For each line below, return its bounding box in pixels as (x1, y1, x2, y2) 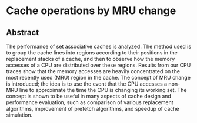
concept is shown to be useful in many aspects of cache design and (6, 93, 172, 100)
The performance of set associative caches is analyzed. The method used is (6, 43, 192, 50)
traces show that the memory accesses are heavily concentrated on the (6, 68, 181, 74)
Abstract (6, 28, 39, 37)
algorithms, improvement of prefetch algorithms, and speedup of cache (6, 105, 179, 112)
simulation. (6, 111, 33, 118)
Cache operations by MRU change (6, 4, 176, 18)
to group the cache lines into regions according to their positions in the (6, 49, 178, 56)
